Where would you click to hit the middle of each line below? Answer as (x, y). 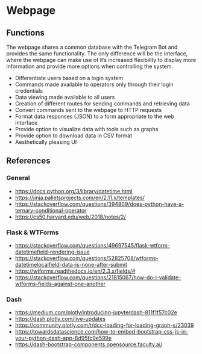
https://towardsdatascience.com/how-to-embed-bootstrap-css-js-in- (102, 332)
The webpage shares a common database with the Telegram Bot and (92, 47)
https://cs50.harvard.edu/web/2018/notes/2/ (71, 217)
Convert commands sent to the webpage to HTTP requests (88, 110)
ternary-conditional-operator (51, 210)
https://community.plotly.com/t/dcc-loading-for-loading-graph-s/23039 (104, 325)
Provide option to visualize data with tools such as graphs (87, 129)
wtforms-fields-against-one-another (60, 284)
